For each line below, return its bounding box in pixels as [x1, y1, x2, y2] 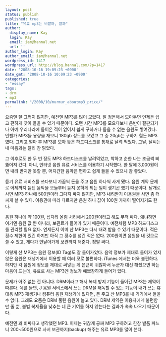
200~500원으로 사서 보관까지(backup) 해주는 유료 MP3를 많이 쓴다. [10, 327, 143, 333]
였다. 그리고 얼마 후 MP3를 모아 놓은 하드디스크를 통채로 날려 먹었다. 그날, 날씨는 [5, 139, 161, 145]
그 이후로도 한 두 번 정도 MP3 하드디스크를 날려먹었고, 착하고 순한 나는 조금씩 [5, 156, 155, 162]
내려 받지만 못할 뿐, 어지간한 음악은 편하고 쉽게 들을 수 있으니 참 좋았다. [10, 168, 148, 174]
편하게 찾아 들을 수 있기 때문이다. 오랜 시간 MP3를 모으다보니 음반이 [10, 120, 141, 126]
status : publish [5, 12, 39, 17]
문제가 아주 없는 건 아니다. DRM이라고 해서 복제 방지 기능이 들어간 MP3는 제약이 [5, 279, 160, 285]
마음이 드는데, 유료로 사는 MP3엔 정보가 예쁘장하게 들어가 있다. [5, 268, 127, 274]
